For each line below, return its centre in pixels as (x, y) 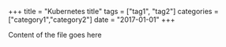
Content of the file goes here (55, 35)
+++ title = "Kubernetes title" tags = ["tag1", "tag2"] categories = (113, 11)
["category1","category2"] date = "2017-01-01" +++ (92, 20)
